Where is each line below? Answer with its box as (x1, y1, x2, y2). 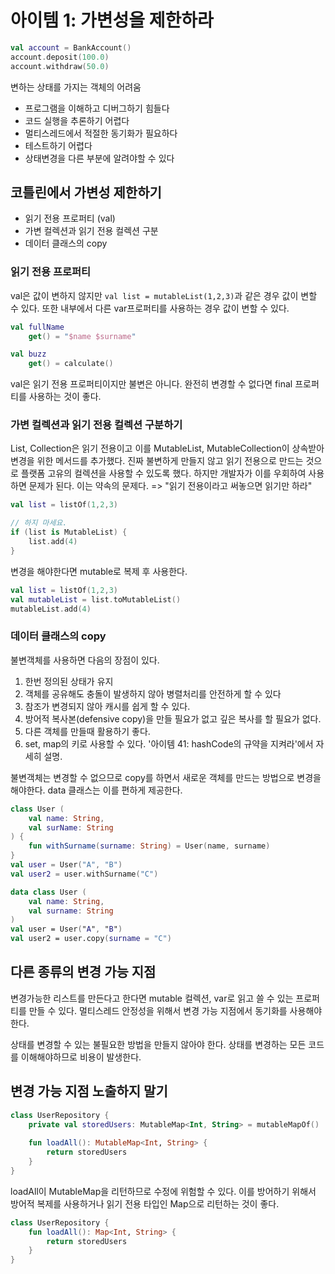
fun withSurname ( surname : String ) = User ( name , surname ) (28, 841, 271, 851)
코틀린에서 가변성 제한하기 (10, 184, 162, 201)
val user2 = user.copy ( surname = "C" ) (10, 934, 172, 944)
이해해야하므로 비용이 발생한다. (20, 1051, 142, 1063)
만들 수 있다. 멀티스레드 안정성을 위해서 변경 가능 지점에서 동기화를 (28, 1004, 288, 1016)
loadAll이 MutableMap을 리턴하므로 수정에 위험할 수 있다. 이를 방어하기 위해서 (10, 1185, 317, 1197)
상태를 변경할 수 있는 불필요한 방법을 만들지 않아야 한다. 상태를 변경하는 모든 (10, 1038, 307, 1050)
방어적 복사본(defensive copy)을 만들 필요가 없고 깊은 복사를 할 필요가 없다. (24, 712, 322, 725)
